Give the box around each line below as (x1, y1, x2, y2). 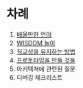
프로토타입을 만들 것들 (16, 56, 76, 64)
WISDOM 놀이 (16, 38, 56, 47)
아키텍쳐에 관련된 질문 (16, 65, 76, 73)
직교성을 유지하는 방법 (16, 47, 76, 56)
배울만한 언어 (16, 30, 52, 38)
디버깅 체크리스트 (16, 73, 63, 81)
